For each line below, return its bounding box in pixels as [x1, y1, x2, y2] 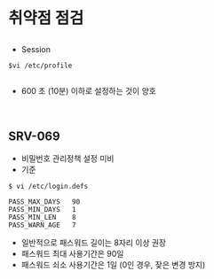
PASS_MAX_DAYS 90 [8, 198, 81, 206]
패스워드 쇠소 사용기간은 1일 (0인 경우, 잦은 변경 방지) [20, 260, 206, 270]
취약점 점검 [8, 8, 84, 28]
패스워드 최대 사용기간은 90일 [20, 249, 124, 260]
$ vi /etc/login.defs [8, 182, 89, 191]
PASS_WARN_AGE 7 [8, 221, 76, 230]
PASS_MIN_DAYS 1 [8, 205, 76, 214]
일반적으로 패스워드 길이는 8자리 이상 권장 [20, 237, 166, 248]
